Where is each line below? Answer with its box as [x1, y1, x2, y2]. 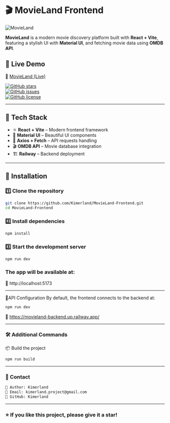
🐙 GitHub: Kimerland [5, 394, 49, 399]
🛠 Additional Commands [5, 331, 68, 338]
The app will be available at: [5, 269, 75, 276]
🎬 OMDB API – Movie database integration [12, 143, 102, 149]
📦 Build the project [5, 345, 46, 351]
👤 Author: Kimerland [5, 385, 49, 390]
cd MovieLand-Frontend [5, 206, 53, 211]
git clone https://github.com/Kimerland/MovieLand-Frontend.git [5, 201, 144, 206]
